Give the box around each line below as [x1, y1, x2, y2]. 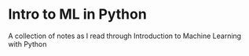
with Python [8, 39, 47, 48]
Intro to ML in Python [8, 5, 147, 23]
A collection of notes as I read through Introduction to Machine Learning [8, 31, 242, 40]
